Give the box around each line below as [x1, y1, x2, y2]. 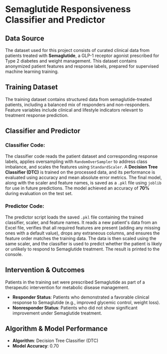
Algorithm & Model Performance [5, 324, 108, 333]
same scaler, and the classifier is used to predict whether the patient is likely [5, 240, 162, 246]
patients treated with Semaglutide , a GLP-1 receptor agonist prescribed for [5, 52, 160, 58]
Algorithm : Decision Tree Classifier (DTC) [12, 337, 99, 343]
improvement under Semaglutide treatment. [12, 310, 102, 316]
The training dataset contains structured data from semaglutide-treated [5, 96, 152, 102]
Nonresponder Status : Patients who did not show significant [12, 304, 138, 310]
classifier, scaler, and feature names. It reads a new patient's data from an [5, 219, 158, 225]
